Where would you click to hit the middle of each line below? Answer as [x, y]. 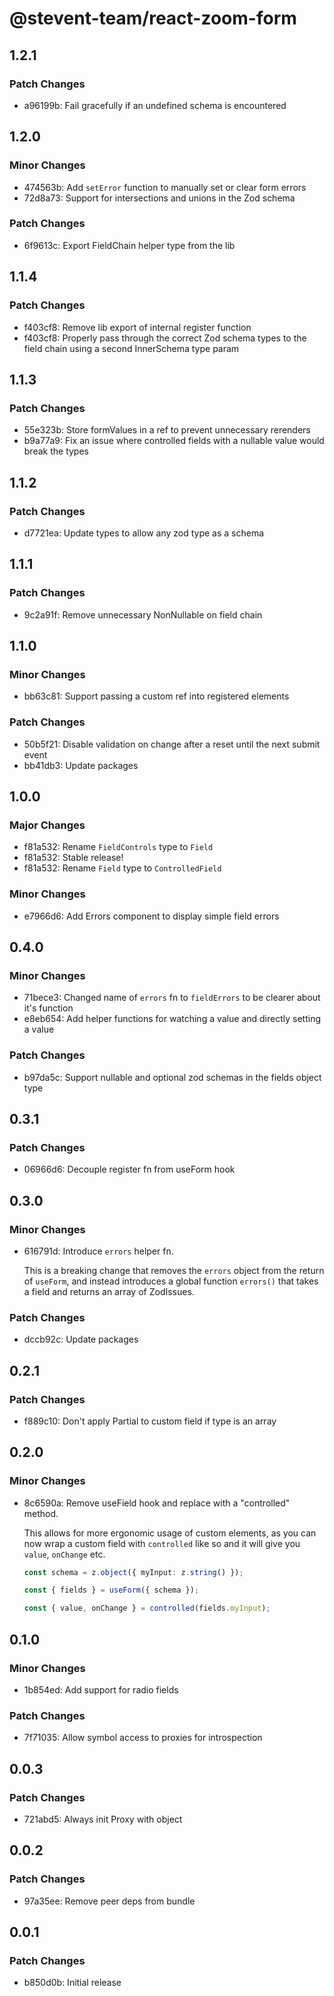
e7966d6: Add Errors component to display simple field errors [151, 916]
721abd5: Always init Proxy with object [103, 1819]
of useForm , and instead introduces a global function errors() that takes [171, 1281]
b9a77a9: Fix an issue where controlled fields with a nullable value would [174, 441]
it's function [48, 1008]
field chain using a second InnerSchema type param [131, 348]
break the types [56, 451]
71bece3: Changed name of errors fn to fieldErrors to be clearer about [172, 998]
